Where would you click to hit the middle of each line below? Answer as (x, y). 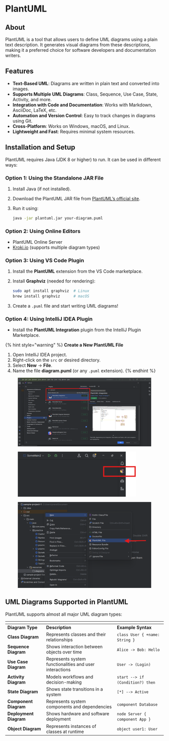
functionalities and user (70, 664)
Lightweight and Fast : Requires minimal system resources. (74, 131)
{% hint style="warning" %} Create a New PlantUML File (64, 345)
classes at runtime (65, 731)
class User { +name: (138, 635)
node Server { (132, 714)
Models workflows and (70, 677)
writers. (13, 55)
